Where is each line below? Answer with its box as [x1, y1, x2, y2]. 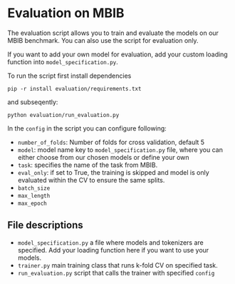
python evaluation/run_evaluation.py [7, 111, 120, 118]
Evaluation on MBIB [7, 5, 125, 21]
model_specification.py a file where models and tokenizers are [17, 238, 204, 247]
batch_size [17, 184, 51, 192]
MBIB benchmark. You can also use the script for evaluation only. [7, 36, 199, 44]
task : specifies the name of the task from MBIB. [17, 161, 158, 169]
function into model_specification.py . [7, 57, 119, 66]
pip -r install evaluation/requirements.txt [7, 85, 142, 92]
